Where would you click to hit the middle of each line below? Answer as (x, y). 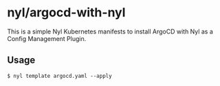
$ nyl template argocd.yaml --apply (59, 76)
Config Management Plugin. (47, 38)
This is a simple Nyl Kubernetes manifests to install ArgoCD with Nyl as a (110, 31)
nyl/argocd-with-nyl (66, 13)
